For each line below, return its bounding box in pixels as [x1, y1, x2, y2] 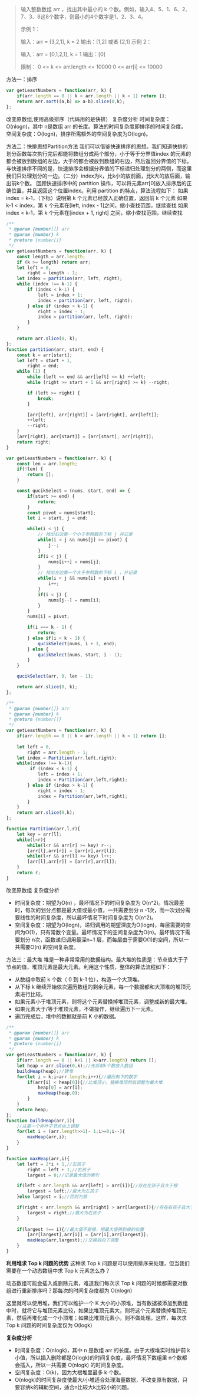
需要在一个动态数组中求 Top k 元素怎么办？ [6, 1267, 111, 1274]
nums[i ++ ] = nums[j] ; [48, 559, 101, 565]
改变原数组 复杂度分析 [6, 886, 60, 894]
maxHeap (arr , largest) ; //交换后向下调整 [27, 1237, 119, 1243]
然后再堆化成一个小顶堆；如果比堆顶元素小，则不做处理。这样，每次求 [16, 1314, 187, 1321]
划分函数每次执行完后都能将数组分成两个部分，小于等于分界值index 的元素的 [6, 150, 192, 157]
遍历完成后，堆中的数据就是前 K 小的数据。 [14, 1013, 120, 1020]
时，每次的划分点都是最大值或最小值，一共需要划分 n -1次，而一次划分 [14, 906, 186, 914]
